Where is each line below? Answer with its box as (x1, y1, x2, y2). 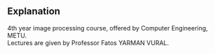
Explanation (7, 6, 61, 17)
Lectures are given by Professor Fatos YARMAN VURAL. (7, 38, 169, 47)
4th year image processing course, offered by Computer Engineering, (7, 24, 208, 32)
